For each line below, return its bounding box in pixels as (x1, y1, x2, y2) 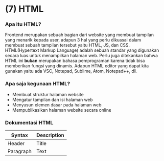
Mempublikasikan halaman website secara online (12, 107, 112, 113)
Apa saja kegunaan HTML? (5, 80, 70, 87)
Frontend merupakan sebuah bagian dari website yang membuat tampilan (5, 32, 154, 38)
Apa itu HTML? (5, 21, 42, 28)
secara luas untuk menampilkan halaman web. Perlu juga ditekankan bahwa (5, 53, 158, 59)
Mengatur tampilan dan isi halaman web (12, 97, 93, 102)
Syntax (11, 132, 28, 139)
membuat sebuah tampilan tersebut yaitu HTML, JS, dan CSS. (5, 42, 130, 48)
